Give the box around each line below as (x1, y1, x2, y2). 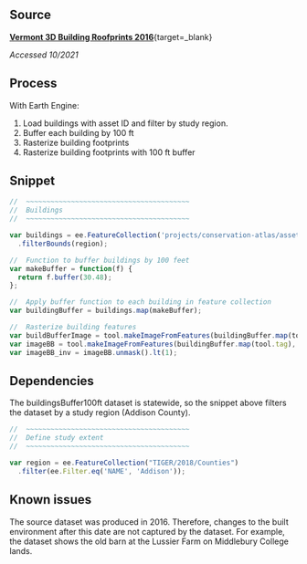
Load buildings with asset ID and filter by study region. (22, 118, 228, 129)
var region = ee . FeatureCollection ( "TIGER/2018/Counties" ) (9, 458, 239, 467)
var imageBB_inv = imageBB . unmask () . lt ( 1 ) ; (9, 348, 178, 357)
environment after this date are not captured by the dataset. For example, (9, 526, 285, 537)
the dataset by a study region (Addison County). (9, 407, 191, 418)
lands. (9, 545, 33, 556)
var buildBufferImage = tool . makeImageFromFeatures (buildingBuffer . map (9, 330, 288, 340)
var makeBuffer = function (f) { (9, 264, 132, 273)
